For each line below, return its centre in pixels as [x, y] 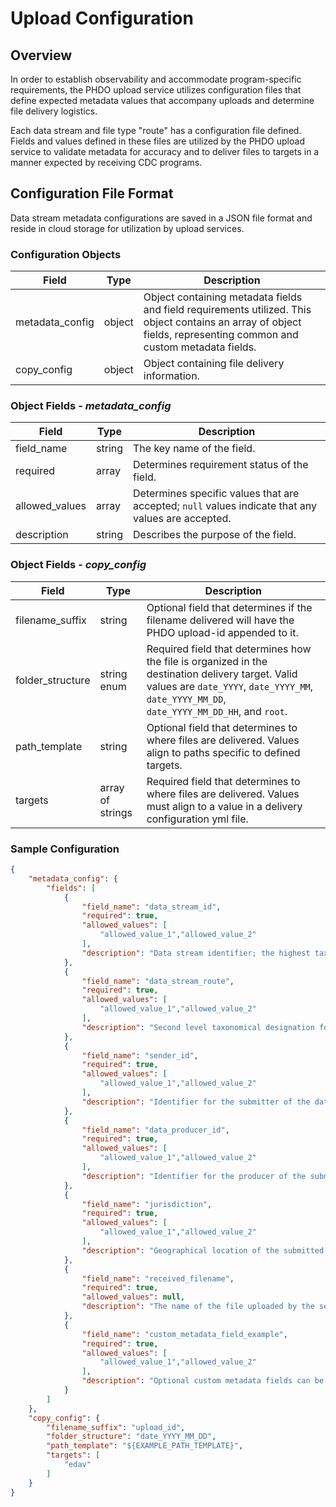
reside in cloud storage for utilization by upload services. [127, 228]
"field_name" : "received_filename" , [158, 1278]
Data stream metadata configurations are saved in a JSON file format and [161, 218]
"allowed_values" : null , [133, 1297]
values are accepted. [182, 519]
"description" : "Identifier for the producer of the [194, 1176]
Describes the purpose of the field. [215, 535]
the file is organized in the [207, 661]
